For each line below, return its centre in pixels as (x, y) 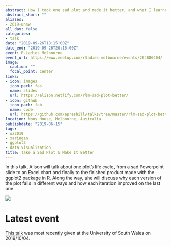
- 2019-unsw (18, 24)
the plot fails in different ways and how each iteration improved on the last (83, 183)
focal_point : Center (32, 72)
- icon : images (21, 81)
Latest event (32, 219)
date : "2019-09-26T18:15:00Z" (37, 43)
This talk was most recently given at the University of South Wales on (78, 233)
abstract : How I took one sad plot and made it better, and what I (78, 10)
